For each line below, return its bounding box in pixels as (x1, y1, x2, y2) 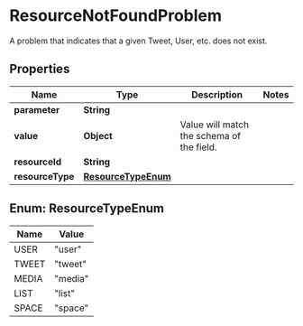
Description (191, 88, 243, 100)
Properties (9, 61, 70, 77)
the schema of (179, 129, 242, 142)
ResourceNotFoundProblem (9, 5, 223, 26)
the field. (179, 141, 218, 154)
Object (83, 129, 113, 142)
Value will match (179, 118, 250, 131)
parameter (14, 103, 60, 116)
